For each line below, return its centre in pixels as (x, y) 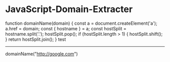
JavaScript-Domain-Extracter (69, 9)
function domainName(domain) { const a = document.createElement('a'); (81, 23)
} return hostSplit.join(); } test (36, 39)
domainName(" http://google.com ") (42, 53)
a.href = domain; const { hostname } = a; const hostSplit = (66, 28)
